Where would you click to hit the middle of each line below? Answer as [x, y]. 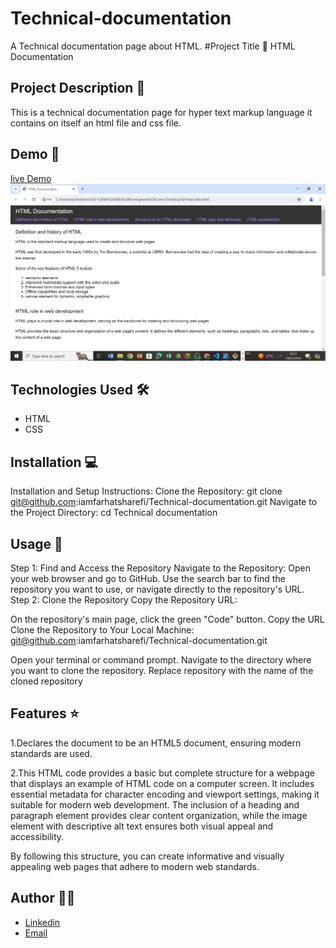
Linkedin [42, 922]
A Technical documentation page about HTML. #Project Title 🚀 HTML [153, 46]
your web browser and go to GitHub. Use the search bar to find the [148, 578]
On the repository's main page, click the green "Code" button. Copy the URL [167, 619]
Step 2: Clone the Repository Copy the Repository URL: [124, 600]
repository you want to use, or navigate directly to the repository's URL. [157, 589]
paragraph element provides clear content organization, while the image [159, 815]
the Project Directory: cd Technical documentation [114, 513]
